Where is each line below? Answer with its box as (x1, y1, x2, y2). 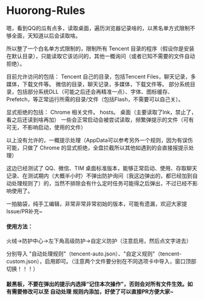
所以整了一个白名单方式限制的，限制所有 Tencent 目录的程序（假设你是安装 (6, 45, 195, 52)
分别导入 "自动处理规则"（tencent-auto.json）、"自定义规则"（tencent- (6, 250, 182, 257)
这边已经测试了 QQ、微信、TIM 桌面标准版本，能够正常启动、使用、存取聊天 (6, 164, 197, 171)
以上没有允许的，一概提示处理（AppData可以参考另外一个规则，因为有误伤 (6, 136, 193, 144)
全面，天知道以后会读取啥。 (11, 31, 81, 39)
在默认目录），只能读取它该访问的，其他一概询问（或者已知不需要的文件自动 (6, 52, 195, 59)
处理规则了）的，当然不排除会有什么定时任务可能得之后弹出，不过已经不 (11, 179, 192, 187)
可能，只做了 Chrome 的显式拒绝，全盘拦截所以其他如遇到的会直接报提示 (6, 144, 189, 151)
